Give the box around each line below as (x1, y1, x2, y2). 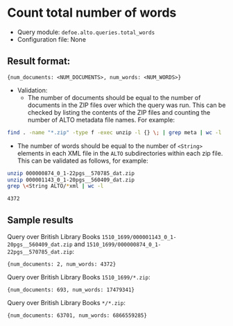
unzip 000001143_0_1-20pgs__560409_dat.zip (7, 176, 135, 184)
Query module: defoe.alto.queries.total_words (17, 28, 155, 36)
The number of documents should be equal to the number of (27, 93, 201, 101)
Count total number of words (7, 5, 177, 21)
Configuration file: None (17, 35, 87, 43)
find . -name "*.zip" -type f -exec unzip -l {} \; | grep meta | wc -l (7, 129, 222, 136)
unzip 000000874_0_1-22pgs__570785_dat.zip (7, 170, 135, 177)
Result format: (7, 56, 71, 67)
